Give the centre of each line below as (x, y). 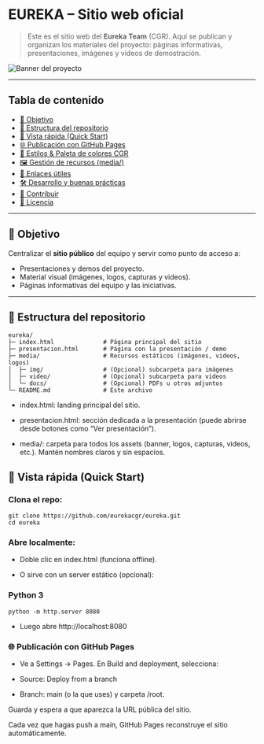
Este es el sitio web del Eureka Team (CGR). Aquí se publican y (130, 36)
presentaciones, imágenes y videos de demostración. (114, 53)
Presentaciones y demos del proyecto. (82, 268)
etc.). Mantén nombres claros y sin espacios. (92, 452)
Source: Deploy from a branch (68, 679)
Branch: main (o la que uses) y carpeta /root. (92, 694)
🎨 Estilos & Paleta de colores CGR (74, 153)
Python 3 (26, 595)
